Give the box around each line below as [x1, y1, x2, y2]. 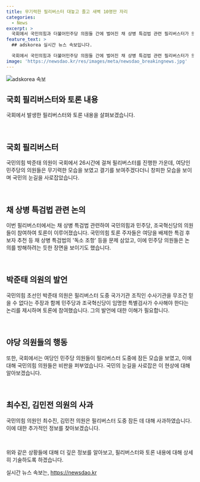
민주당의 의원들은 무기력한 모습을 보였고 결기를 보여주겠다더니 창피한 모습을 [6, 166, 182, 174]
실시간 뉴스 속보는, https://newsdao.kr [6, 469, 97, 476]
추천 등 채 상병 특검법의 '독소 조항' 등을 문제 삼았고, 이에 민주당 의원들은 [17, 237, 183, 244]
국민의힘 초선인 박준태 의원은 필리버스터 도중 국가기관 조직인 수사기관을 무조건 [6, 292, 187, 299]
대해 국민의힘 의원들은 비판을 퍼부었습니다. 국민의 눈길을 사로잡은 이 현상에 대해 [6, 361, 190, 369]
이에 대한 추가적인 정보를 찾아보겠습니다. [6, 424, 100, 431]
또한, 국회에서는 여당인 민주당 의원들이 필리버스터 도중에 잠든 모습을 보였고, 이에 [6, 354, 192, 361]
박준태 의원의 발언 [6, 275, 68, 285]
